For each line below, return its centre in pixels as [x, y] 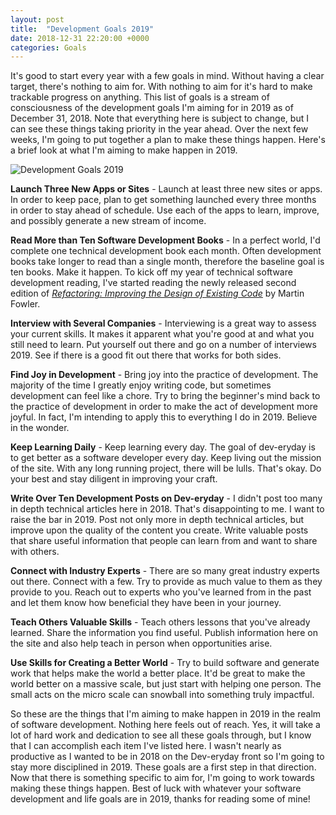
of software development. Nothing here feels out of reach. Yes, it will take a [165, 725]
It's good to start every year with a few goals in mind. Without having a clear [167, 76]
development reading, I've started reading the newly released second [153, 283]
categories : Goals [48, 47]
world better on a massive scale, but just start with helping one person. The [166, 684]
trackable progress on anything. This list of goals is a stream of [140, 97]
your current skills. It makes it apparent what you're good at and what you [162, 334]
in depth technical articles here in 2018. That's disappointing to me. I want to [167, 509]
